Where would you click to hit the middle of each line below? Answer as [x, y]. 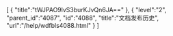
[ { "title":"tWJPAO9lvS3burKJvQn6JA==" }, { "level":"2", [86, 10]
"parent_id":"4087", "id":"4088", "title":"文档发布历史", [83, 18]
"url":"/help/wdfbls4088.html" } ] [53, 25]
